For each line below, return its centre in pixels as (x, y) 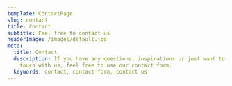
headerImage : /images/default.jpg (57, 40)
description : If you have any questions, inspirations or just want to (119, 59)
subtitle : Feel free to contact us (59, 33)
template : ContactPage (40, 14)
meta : (15, 46)
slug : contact (28, 20)
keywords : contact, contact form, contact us (81, 71)
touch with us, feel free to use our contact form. (96, 65)
